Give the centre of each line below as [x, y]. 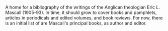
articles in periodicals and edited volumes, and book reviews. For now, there [84, 18]
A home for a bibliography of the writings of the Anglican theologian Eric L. [82, 7]
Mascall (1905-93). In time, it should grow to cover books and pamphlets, [81, 12]
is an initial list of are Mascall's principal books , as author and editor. [76, 23]
